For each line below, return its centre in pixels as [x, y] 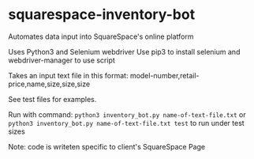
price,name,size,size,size [49, 84]
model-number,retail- [164, 75]
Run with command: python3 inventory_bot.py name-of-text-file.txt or [127, 114]
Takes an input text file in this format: [68, 75]
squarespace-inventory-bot [102, 15]
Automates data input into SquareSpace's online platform [101, 36]
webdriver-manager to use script [62, 60]
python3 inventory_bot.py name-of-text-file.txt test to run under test [126, 123]
